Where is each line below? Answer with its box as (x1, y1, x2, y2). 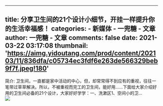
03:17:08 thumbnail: (26, 42, 88, 50)
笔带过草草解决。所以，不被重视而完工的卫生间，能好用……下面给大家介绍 (5, 84, 153, 90)
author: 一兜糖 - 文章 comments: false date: (5, 34, 138, 42)
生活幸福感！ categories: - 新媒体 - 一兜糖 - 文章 (11, 25, 156, 33)
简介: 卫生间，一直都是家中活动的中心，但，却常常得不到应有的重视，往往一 (5, 78, 156, 84)
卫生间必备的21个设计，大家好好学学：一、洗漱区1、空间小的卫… (13, 90, 143, 96)
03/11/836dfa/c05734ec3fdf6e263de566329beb (5, 57, 158, 65)
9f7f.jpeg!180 (5, 64, 47, 73)
